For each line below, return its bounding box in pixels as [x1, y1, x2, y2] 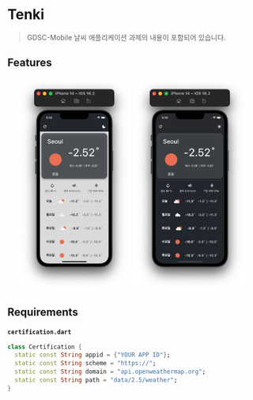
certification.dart [7, 328, 72, 336]
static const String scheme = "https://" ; [14, 360, 157, 368]
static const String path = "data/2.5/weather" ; [14, 376, 178, 384]
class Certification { [7, 342, 82, 351]
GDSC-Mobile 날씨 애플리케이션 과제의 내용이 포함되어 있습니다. [26, 32, 226, 42]
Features [7, 56, 52, 70]
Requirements [7, 306, 78, 319]
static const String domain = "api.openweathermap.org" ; [14, 368, 206, 376]
